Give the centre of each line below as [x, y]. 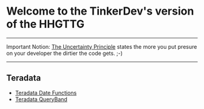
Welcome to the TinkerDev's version [100, 11]
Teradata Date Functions [46, 93]
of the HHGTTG [46, 24]
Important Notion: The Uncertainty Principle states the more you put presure [102, 46]
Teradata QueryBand [41, 99]
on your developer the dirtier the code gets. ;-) [65, 53]
